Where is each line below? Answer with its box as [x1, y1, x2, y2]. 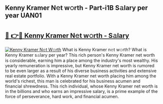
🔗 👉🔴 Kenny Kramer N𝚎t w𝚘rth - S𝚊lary [5, 31, 129, 40]
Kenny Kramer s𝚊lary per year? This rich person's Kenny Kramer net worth [5, 52, 155, 58]
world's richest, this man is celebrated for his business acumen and [5, 78, 141, 84]
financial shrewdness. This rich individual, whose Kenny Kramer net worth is [5, 83, 158, 89]
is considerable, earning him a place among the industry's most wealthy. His [5, 58, 158, 63]
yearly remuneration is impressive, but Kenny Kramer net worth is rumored [5, 63, 155, 68]
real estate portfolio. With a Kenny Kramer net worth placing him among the [5, 73, 157, 79]
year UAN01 [5, 12, 42, 20]
